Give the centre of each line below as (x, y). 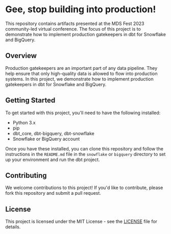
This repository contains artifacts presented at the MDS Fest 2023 (75, 23)
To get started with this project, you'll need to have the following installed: (83, 113)
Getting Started (30, 100)
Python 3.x (24, 122)
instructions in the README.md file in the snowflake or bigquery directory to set (86, 154)
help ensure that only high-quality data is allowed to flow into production (81, 73)
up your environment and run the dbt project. (53, 160)
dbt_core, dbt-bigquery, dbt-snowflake (53, 133)
